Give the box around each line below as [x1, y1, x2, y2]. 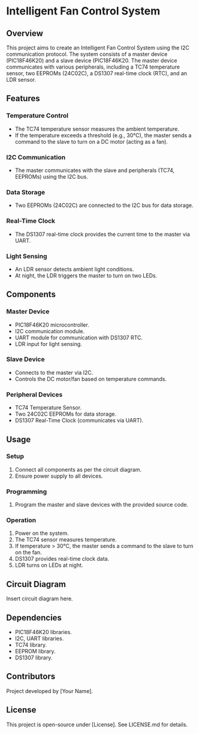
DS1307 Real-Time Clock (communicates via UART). [14, 417, 144, 424]
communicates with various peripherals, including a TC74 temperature [6, 63, 180, 70]
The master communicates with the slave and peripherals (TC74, [14, 167, 175, 174]
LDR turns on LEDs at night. [14, 561, 83, 569]
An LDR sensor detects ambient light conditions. [14, 265, 134, 273]
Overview [6, 28, 44, 39]
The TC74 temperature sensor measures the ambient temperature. [14, 125, 180, 132]
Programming [6, 487, 47, 496]
